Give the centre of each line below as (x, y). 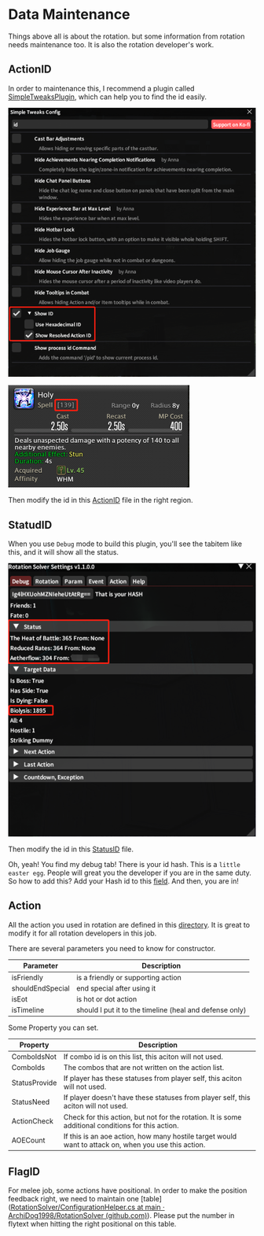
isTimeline (28, 1010)
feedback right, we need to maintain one (73, 1199)
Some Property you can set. (53, 1028)
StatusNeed (31, 1101)
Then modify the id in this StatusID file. (71, 849)
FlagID (24, 1171)
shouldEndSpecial (40, 988)
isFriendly (27, 977)
